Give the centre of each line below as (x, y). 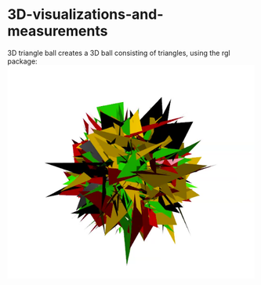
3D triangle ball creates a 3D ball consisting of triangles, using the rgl (119, 53)
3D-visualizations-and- (85, 15)
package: (22, 61)
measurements (58, 31)
